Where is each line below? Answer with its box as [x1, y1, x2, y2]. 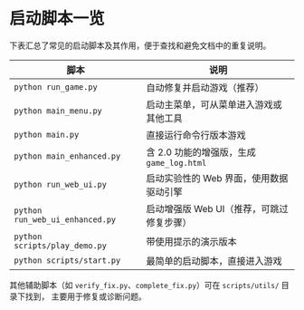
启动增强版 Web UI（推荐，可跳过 [146, 202, 289, 215]
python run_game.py [14, 82, 98, 92]
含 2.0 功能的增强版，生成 [146, 146, 256, 159]
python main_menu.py [14, 105, 102, 116]
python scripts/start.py [14, 255, 121, 266]
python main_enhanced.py [14, 150, 121, 161]
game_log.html [146, 158, 207, 168]
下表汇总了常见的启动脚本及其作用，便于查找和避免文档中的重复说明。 [9, 40, 271, 51]
